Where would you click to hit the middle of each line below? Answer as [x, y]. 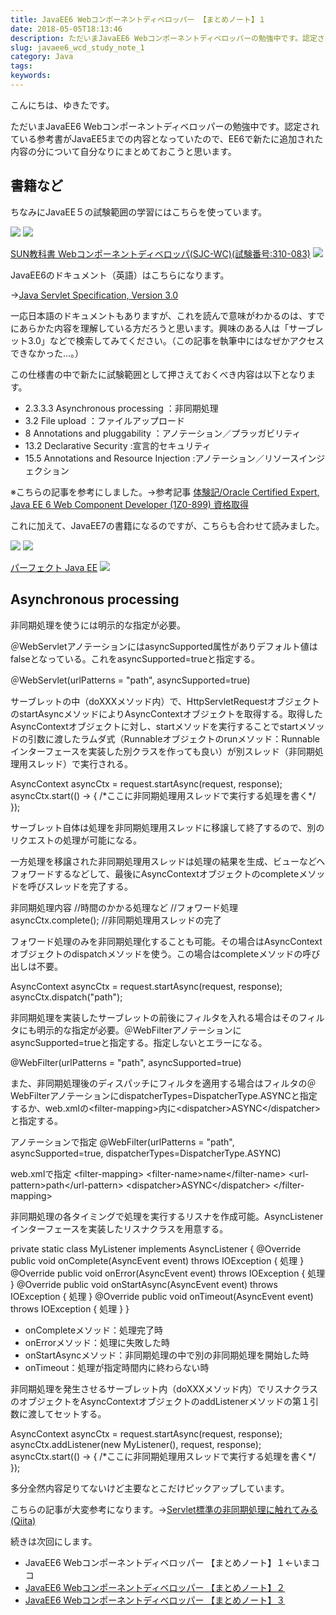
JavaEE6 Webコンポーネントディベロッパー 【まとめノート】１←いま [168, 1562]
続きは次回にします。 [54, 1541]
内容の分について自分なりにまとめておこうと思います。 [123, 151]
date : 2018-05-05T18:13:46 [66, 29]
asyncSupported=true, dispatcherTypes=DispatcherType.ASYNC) [146, 1153]
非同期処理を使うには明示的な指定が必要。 [98, 625]
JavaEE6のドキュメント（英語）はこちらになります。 [120, 275]
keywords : [31, 76]
